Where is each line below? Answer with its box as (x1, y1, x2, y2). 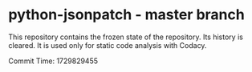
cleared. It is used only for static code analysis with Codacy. (8, 40, 207, 50)
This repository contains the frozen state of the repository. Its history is (8, 32, 243, 42)
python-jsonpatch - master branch (8, 6, 245, 24)
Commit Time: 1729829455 (8, 56, 99, 66)
